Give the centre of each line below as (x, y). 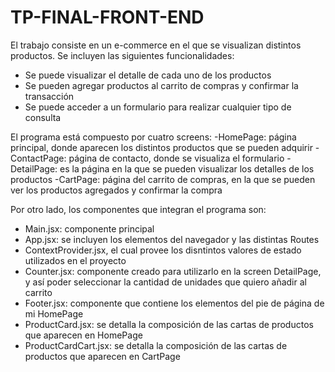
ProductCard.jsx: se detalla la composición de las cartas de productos (169, 324)
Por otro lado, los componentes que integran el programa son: (138, 209)
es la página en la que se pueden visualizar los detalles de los (187, 168)
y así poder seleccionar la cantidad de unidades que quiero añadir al (165, 282)
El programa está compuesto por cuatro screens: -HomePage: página (153, 137)
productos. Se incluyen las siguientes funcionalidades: (122, 55)
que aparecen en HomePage (83, 335)
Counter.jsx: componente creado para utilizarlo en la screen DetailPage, (173, 271)
